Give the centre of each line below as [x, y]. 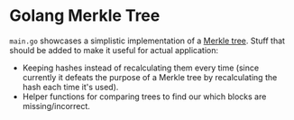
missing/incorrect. [56, 106]
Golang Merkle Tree [85, 16]
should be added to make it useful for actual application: [114, 50]
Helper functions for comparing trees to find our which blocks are [144, 97]
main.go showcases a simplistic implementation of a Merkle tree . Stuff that [147, 41]
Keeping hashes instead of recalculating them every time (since [141, 68]
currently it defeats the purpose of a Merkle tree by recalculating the [150, 77]
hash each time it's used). [70, 87]
